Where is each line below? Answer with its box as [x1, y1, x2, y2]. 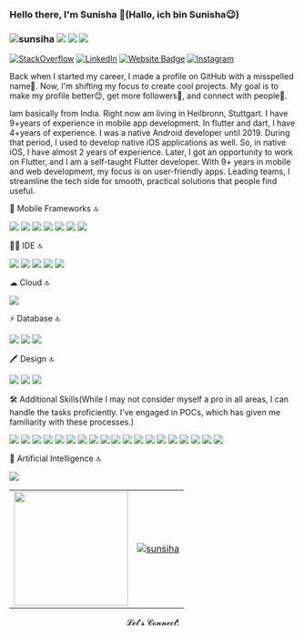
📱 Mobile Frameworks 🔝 [9, 203, 99, 214]
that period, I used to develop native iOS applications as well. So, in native [9, 137, 287, 149]
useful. [9, 186, 35, 197]
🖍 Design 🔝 [9, 353, 55, 364]
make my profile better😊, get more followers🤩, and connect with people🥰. [9, 90, 288, 101]
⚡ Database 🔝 [9, 313, 61, 324]
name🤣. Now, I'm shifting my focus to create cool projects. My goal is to [9, 81, 279, 92]
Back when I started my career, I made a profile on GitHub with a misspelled [9, 71, 294, 82]
